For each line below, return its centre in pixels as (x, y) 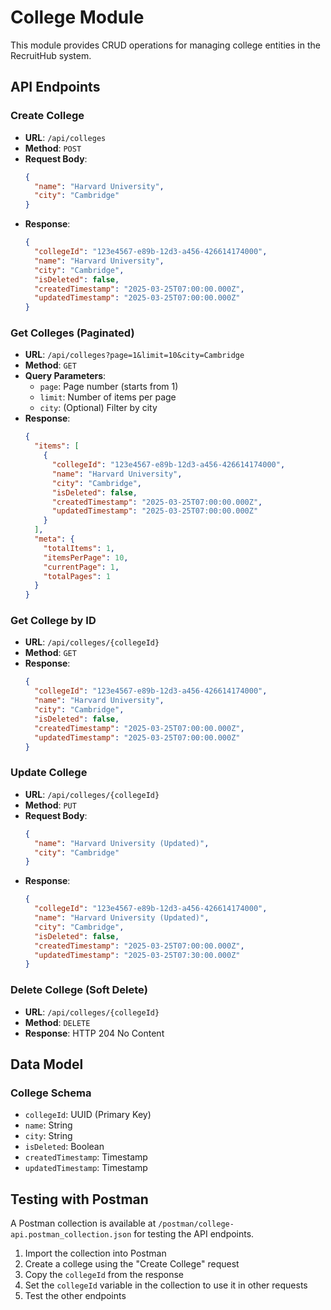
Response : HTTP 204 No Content (94, 1033)
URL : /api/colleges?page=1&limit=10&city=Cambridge (134, 355)
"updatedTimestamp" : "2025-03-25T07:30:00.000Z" (137, 955)
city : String (48, 1136)
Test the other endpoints (75, 1296)
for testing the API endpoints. (194, 1234)
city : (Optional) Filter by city (98, 408)
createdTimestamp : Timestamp (86, 1157)
